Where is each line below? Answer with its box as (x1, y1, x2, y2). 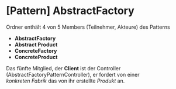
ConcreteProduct (14, 53, 58, 60)
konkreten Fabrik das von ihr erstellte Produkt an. (6, 77, 125, 84)
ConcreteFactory (14, 47, 57, 54)
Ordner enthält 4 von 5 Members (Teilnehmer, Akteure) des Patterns (6, 23, 171, 30)
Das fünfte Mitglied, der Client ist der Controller (6, 64, 121, 71)
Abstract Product (14, 41, 58, 48)
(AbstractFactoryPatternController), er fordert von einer (6, 71, 140, 78)
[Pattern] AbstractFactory (6, 4, 134, 18)
